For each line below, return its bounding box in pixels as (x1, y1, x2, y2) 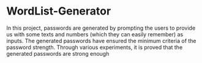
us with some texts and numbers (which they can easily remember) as (6, 30, 184, 38)
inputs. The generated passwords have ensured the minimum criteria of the (6, 37, 197, 44)
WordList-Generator (6, 4, 111, 18)
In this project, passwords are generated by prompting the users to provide (6, 24, 196, 31)
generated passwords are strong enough (6, 50, 110, 57)
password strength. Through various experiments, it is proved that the (6, 44, 183, 51)
